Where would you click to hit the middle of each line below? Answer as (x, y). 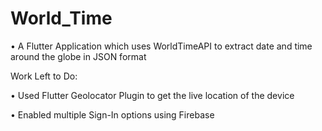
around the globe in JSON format (78, 56)
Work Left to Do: (44, 76)
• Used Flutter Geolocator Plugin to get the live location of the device (152, 95)
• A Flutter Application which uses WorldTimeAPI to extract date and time (161, 46)
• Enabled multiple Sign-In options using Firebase (112, 114)
